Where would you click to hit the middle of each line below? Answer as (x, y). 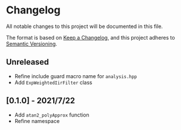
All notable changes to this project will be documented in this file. (85, 26)
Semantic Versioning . (32, 44)
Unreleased (28, 62)
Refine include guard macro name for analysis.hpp (76, 76)
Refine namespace (37, 121)
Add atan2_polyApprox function (52, 115)
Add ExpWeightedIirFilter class (53, 82)
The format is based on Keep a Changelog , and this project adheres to (90, 37)
